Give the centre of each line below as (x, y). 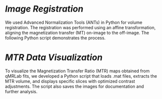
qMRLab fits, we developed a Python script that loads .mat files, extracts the (81, 76)
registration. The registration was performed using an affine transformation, (80, 27)
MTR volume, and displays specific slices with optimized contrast (70, 81)
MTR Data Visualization (54, 58)
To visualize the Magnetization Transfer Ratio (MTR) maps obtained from (77, 71)
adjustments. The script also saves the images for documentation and (74, 86)
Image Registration (44, 9)
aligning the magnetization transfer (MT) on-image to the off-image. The (77, 33)
